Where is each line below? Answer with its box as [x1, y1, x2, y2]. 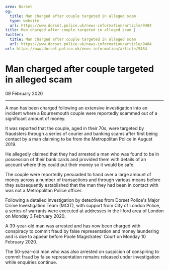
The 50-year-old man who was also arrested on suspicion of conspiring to [5, 248, 159, 254]
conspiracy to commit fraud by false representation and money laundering [5, 228, 159, 234]
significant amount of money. [5, 115, 66, 121]
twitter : [5, 32, 24, 37]
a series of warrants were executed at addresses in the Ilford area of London [5, 208, 164, 214]
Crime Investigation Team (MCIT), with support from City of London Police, [5, 202, 160, 208]
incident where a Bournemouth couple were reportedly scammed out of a [5, 110, 157, 116]
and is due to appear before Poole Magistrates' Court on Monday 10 [5, 233, 146, 239]
